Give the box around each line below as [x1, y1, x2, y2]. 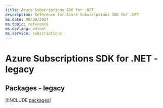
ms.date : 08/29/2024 [5, 17, 49, 22]
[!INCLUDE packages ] [5, 97, 51, 103]
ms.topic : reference [5, 21, 49, 27]
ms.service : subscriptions [5, 31, 62, 36]
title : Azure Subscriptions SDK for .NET [5, 7, 94, 13]
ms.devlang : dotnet [5, 26, 47, 31]
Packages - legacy [5, 84, 65, 92]
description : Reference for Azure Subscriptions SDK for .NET [5, 12, 139, 17]
